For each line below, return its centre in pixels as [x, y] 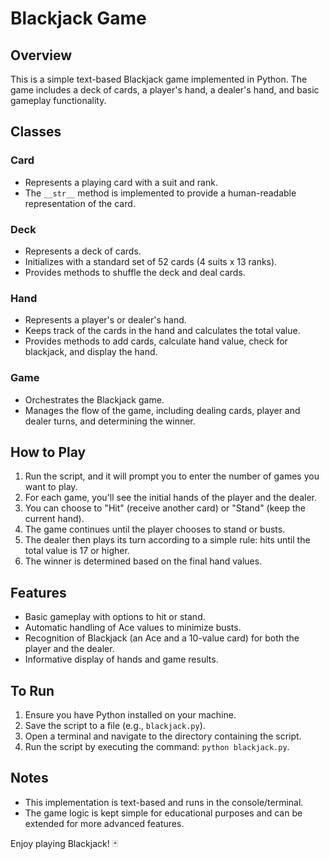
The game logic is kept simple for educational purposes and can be [163, 813]
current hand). [54, 519]
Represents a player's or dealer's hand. [105, 320]
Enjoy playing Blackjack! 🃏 [64, 843]
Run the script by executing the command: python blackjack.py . [157, 747]
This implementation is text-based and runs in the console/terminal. [164, 802]
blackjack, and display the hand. [91, 352]
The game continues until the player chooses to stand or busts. [155, 529]
